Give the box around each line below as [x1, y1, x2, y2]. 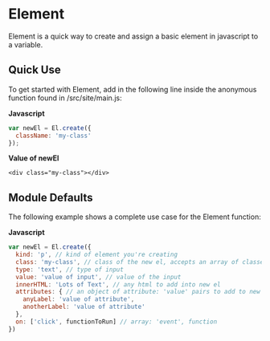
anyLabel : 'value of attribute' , [22, 295, 135, 303]
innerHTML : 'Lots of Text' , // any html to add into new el [15, 280, 221, 289]
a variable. [8, 39, 43, 49]
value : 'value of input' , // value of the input [15, 273, 182, 281]
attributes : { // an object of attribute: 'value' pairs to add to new [15, 288, 261, 296]
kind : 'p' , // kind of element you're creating [15, 250, 178, 259]
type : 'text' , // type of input [15, 266, 125, 274]
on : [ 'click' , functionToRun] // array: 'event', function [15, 318, 218, 326]
